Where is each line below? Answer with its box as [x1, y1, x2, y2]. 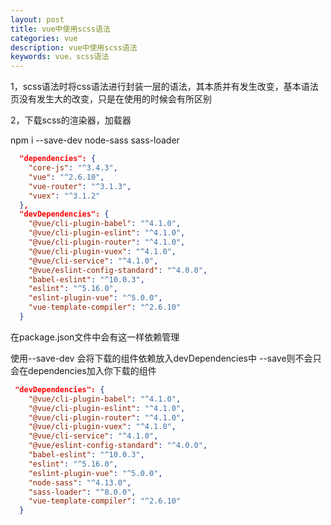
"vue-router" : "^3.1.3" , [28, 181, 132, 191]
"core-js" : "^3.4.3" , [28, 163, 118, 173]
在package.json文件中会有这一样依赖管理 [10, 331, 180, 343]
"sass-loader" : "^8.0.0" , [28, 487, 137, 497]
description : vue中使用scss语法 [10, 42, 138, 53]
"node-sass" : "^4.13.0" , [28, 477, 132, 488]
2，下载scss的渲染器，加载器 [10, 114, 132, 126]
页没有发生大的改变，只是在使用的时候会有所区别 [10, 93, 212, 105]
